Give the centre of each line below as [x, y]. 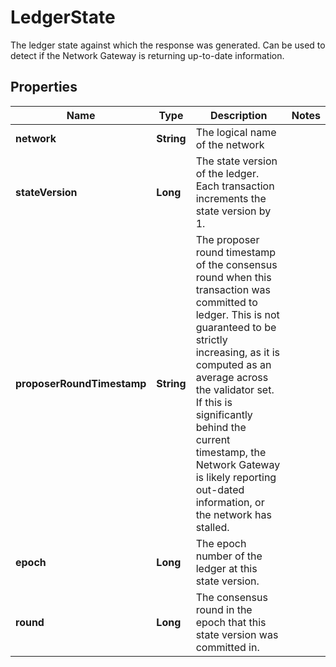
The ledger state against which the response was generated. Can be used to [168, 45]
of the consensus [236, 264]
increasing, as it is [237, 352]
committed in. [227, 647]
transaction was [233, 289]
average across [232, 377]
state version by [233, 211]
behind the [221, 427]
